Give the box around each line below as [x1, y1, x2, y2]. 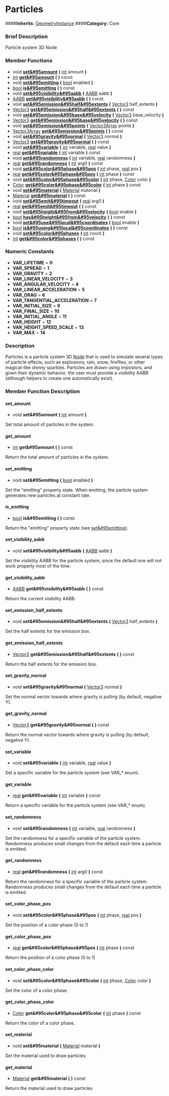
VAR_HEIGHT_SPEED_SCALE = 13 [12, 324, 84, 330]
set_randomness [5, 814, 41, 820]
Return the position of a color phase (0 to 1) [5, 955, 96, 961]
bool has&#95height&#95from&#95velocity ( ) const [12, 214, 125, 220]
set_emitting [5, 466, 32, 472]
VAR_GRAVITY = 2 [12, 270, 52, 277]
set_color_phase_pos [5, 901, 51, 907]
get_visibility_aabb [5, 574, 45, 580]
